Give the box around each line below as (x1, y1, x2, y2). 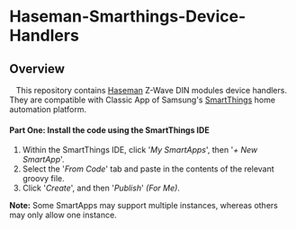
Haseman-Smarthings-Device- (9, 6, 247, 27)
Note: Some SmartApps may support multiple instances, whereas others (9, 200, 279, 211)
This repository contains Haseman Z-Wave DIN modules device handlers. (15, 85, 288, 95)
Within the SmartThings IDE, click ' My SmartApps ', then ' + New (22, 145, 258, 155)
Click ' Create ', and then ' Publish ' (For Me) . (22, 182, 180, 194)
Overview (9, 61, 66, 76)
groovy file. (22, 173, 65, 184)
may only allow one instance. (9, 209, 117, 221)
